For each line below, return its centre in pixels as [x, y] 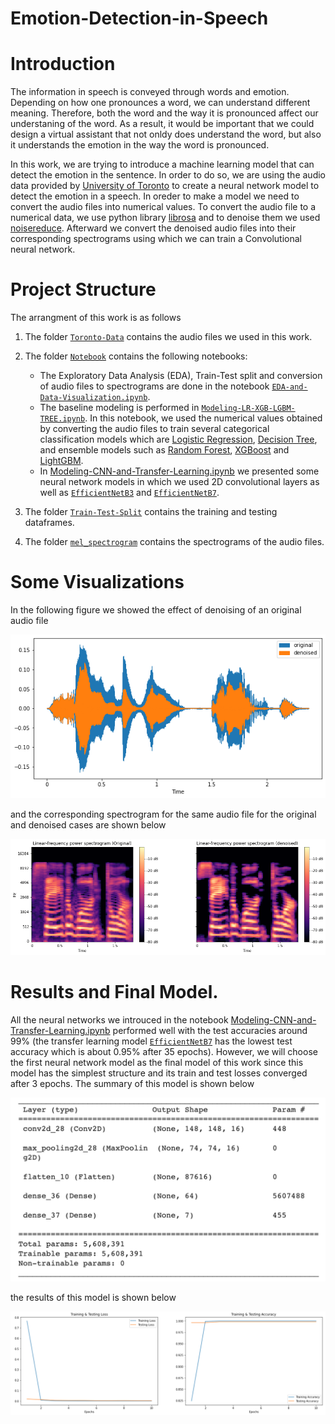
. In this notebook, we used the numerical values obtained [203, 418]
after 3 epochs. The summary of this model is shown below [132, 1083]
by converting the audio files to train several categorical [154, 429]
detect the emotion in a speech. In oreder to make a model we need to [155, 196]
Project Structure [83, 289]
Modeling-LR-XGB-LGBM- [248, 408]
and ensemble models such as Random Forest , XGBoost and [164, 450]
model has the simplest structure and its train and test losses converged [159, 1073]
